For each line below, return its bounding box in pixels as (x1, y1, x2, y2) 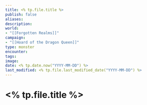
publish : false (5, 12, 37, 17)
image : (5, 58, 19, 63)
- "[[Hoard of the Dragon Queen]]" (5, 40, 79, 45)
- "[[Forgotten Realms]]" (5, 30, 59, 35)
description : (5, 21, 32, 26)
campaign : (5, 35, 26, 40)
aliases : (5, 16, 23, 21)
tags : (5, 53, 16, 59)
